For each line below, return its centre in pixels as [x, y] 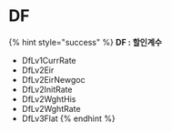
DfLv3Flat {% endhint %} [68, 118]
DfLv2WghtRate [51, 108]
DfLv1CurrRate [49, 60]
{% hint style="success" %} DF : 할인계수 [86, 42]
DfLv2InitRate [47, 89]
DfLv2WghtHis [49, 99]
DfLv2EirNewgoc [53, 79]
